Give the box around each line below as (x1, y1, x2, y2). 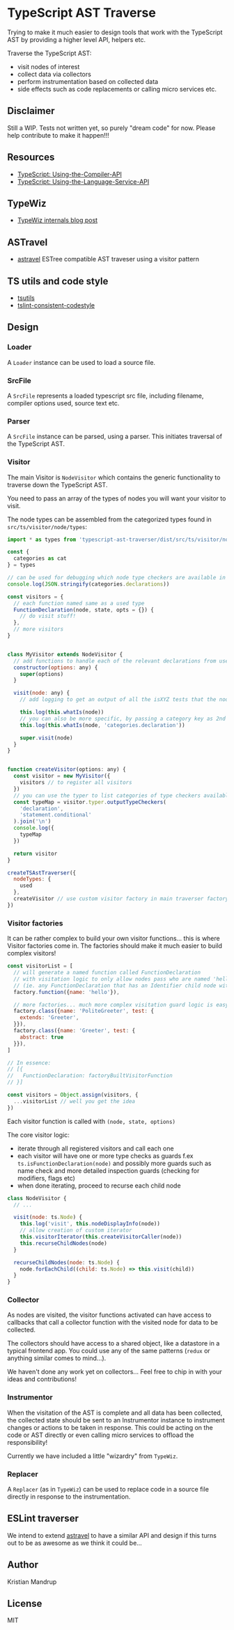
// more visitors (13, 626, 64, 633)
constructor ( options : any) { (13, 664, 98, 671)
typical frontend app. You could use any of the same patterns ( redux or (7, 1347, 210, 1355)
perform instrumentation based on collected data (17, 77, 159, 85)
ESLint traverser (7, 1513, 79, 1524)
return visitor (13, 850, 58, 857)
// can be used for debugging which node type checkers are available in (7, 575, 226, 582)
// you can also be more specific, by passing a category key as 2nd (19, 715, 226, 722)
